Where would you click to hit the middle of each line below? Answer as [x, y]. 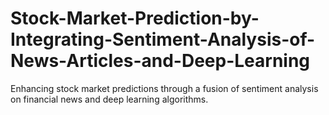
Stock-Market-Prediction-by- [135, 18]
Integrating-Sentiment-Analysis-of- [163, 39]
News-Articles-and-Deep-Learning [160, 61]
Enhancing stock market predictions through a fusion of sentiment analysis [164, 88]
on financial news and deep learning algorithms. [109, 99]
